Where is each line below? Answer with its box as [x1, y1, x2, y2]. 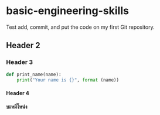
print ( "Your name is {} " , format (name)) [16, 77, 119, 83]
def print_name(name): [6, 72, 62, 77]
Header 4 [6, 89, 29, 96]
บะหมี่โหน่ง [6, 103, 28, 110]
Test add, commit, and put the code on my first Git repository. [6, 23, 155, 31]
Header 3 [6, 58, 33, 66]
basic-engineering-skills [6, 4, 129, 18]
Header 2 [6, 40, 41, 50]
